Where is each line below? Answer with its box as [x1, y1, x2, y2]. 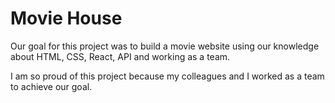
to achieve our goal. [10, 80, 93, 92]
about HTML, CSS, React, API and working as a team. [10, 50, 231, 62]
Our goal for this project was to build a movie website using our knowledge [10, 40, 320, 52]
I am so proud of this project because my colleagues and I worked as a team [10, 70, 325, 82]
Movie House [10, 7, 123, 30]
